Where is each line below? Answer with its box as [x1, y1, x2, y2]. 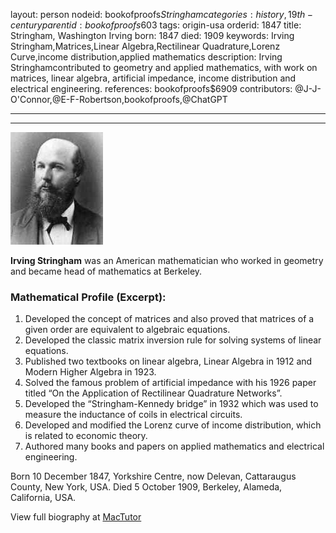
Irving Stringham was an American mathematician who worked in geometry [10, 255, 324, 266]
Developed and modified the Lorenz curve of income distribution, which [24, 419, 322, 431]
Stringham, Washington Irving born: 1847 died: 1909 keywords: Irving [10, 30, 295, 41]
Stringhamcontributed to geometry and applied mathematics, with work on [10, 62, 318, 73]
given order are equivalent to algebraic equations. [24, 324, 231, 336]
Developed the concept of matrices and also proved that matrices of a [24, 313, 315, 325]
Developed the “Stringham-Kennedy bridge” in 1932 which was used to [24, 398, 319, 410]
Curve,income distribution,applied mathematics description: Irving [10, 51, 283, 63]
